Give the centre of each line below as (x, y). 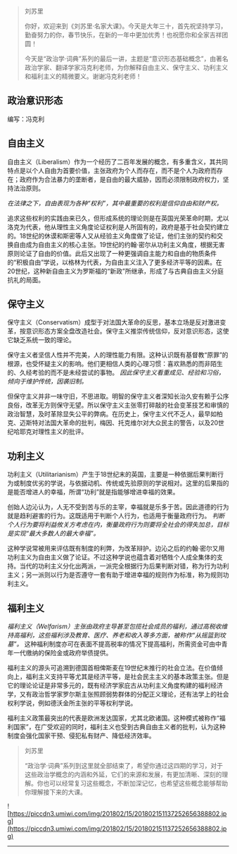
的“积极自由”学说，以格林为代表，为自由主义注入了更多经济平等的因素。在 (115, 262)
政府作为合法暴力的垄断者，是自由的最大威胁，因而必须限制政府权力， (121, 179)
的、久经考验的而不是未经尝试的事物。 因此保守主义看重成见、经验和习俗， (116, 372)
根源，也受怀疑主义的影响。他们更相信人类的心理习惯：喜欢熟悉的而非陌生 (115, 364)
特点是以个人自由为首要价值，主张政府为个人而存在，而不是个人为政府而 (112, 170)
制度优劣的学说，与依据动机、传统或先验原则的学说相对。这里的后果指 (121, 483)
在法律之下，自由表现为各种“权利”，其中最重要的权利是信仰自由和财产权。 (115, 203)
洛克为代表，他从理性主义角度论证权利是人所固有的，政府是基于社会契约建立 (118, 227)
